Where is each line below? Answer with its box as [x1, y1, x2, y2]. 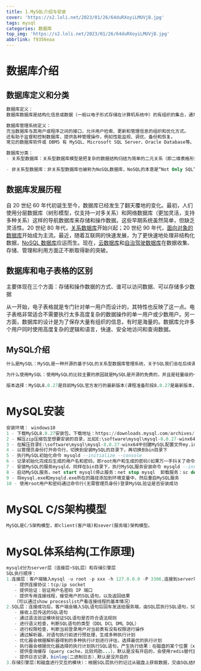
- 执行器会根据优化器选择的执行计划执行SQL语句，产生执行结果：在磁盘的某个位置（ [14, 643, 193, 649]
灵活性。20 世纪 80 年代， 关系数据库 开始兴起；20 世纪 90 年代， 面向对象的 [6, 224, 193, 231]
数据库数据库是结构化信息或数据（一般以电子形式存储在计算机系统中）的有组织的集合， [6, 111, 189, 117]
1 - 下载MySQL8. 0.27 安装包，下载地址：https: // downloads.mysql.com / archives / [6, 430, 195, 436]
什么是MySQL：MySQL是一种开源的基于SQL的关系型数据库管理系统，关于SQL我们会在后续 [6, 361, 192, 367]
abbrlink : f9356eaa [6, 37, 55, 43]
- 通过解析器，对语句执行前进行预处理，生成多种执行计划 [14, 631, 136, 638]
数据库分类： [6, 150, 33, 156]
